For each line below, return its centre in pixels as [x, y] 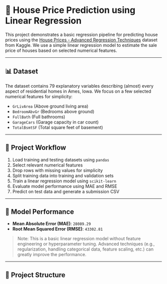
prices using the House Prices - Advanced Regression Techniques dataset [81, 40]
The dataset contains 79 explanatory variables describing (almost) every [80, 86]
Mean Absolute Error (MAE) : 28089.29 [51, 224]
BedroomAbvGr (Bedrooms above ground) [53, 111]
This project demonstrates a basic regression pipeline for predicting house [82, 34]
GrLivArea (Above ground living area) [50, 106]
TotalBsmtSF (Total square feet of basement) [58, 127]
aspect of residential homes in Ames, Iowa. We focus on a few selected [78, 91]
